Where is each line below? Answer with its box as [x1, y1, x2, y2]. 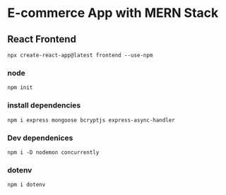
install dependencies [7, 100, 81, 110]
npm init [7, 84, 33, 91]
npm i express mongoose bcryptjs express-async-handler [7, 117, 175, 124]
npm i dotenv [7, 182, 46, 189]
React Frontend [7, 33, 76, 45]
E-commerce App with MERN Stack [7, 5, 219, 21]
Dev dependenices [7, 133, 73, 143]
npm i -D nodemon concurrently [7, 148, 100, 156]
